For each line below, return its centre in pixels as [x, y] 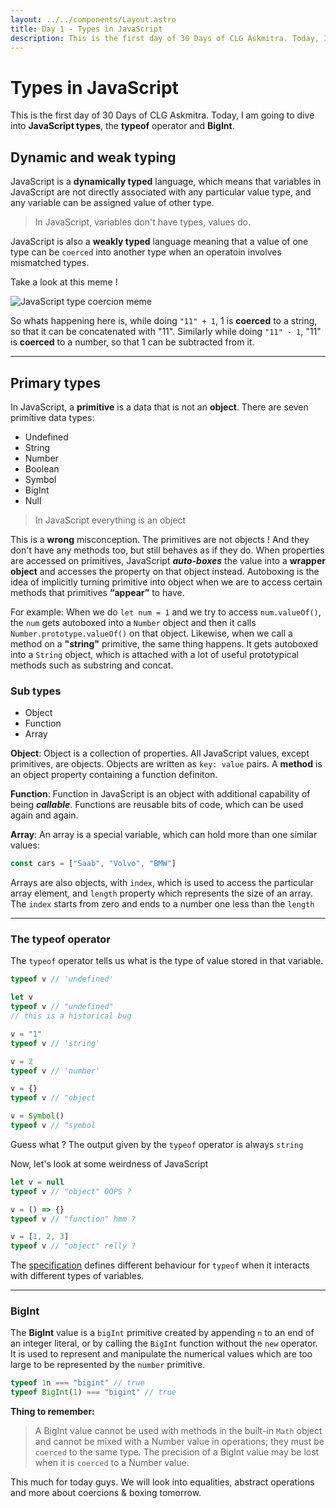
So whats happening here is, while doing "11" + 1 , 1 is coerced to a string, [164, 321]
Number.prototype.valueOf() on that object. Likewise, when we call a [151, 633]
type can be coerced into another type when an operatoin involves [146, 252]
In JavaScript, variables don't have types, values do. [142, 222]
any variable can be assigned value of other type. [112, 203]
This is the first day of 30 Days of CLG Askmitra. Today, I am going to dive [162, 115]
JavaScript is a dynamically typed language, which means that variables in [166, 182]
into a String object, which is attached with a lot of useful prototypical [154, 654]
